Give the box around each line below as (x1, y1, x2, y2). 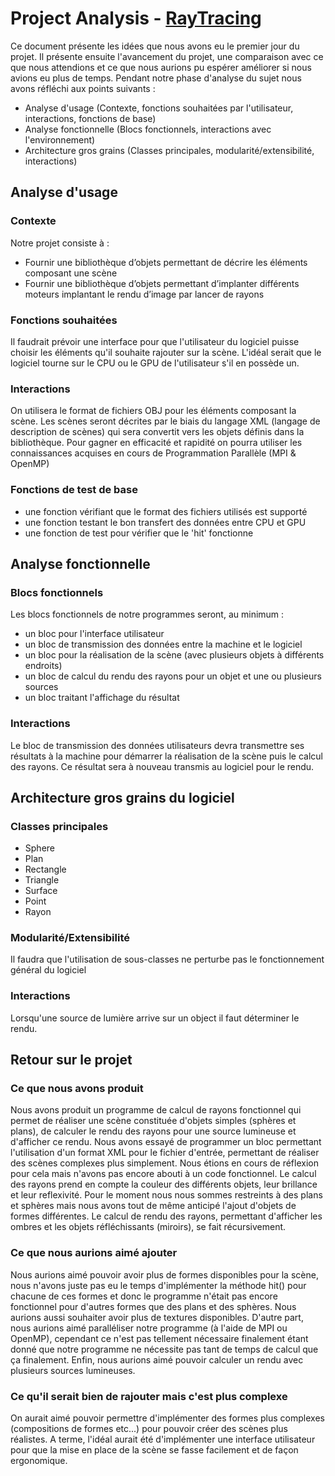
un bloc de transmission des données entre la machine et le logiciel (24, 638, 303, 651)
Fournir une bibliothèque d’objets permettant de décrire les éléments (24, 256, 308, 268)
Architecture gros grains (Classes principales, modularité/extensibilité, (24, 144, 315, 156)
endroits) (24, 660, 63, 672)
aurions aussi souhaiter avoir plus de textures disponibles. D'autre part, (10, 1311, 304, 1323)
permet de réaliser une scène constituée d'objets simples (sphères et (10, 1115, 297, 1127)
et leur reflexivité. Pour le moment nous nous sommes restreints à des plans (10, 1189, 323, 1201)
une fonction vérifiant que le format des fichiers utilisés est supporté (24, 505, 308, 517)
